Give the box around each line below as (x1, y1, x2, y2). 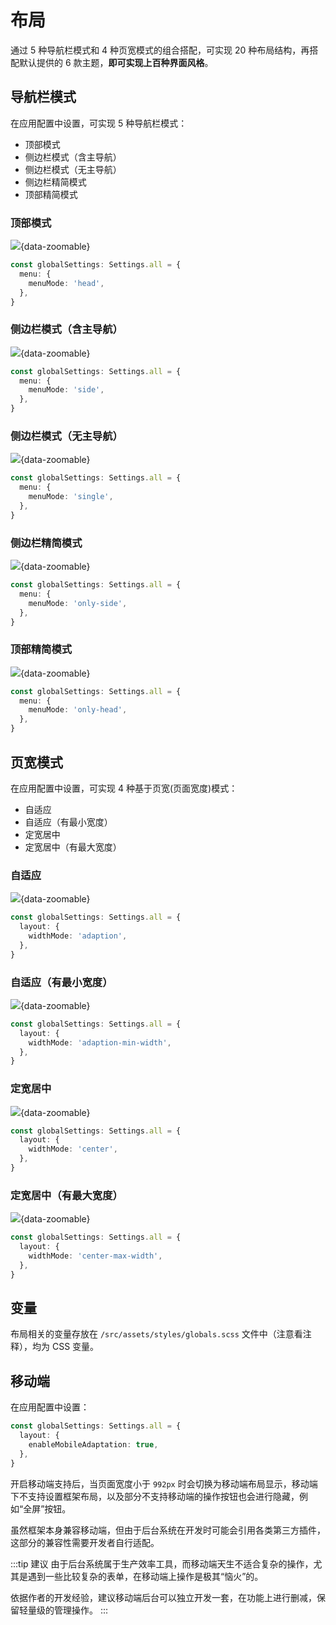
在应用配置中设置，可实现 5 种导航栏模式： (10, 117, 188, 129)
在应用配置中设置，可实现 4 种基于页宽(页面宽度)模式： (10, 782, 238, 794)
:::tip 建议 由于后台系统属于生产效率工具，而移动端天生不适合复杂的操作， (10, 1557, 314, 1570)
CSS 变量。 (51, 1341, 100, 1353)
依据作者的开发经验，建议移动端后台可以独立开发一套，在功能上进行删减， (10, 1591, 317, 1603)
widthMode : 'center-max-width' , (28, 1251, 163, 1261)
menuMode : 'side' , (28, 385, 105, 395)
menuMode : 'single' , (28, 492, 114, 502)
